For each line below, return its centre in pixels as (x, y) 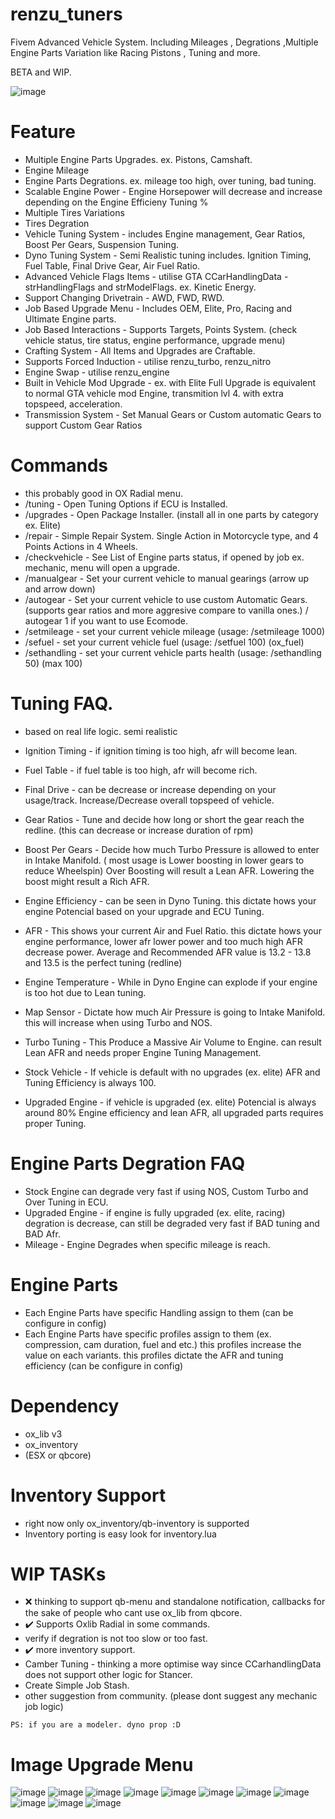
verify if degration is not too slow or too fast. (116, 1639)
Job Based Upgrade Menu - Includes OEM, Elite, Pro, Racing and (158, 308)
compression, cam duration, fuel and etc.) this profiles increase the (163, 1344)
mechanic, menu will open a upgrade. (102, 567)
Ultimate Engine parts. (70, 319)
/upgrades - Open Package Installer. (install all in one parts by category (171, 514)
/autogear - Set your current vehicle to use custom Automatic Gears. (166, 599)
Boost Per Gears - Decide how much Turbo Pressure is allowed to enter (172, 849)
